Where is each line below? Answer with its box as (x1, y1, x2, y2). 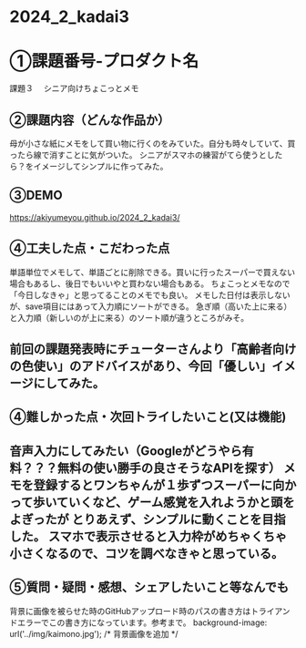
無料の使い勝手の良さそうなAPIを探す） (56, 460, 281, 476)
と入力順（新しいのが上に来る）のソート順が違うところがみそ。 (9, 312, 249, 323)
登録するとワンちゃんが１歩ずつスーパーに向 (33, 477, 285, 493)
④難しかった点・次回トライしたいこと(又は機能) (9, 409, 287, 425)
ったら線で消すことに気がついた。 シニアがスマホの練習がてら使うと (9, 149, 267, 160)
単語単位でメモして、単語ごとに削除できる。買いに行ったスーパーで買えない (9, 266, 296, 277)
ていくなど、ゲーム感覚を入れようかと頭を (56, 494, 295, 509)
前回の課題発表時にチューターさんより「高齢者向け (9, 341, 297, 356)
